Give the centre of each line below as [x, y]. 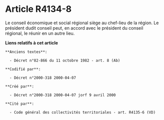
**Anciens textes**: [26, 52]
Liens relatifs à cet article [32, 42]
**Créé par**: [20, 86]
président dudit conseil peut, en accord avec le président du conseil [74, 28]
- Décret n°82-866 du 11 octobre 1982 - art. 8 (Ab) [65, 60]
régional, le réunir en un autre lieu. [40, 33]
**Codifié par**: [23, 69]
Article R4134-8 [38, 9]
